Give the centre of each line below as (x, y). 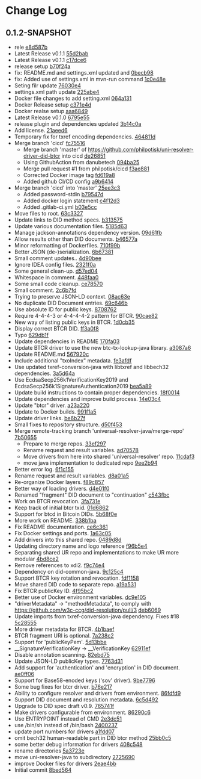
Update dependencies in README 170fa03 (67, 341)
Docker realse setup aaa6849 (51, 111)
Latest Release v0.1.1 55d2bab (51, 54)
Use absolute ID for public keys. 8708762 (65, 309)
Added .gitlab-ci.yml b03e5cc (60, 207)
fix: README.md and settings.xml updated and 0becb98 (84, 73)
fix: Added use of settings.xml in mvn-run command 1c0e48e (90, 79)
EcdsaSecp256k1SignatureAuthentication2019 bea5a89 (83, 386)
